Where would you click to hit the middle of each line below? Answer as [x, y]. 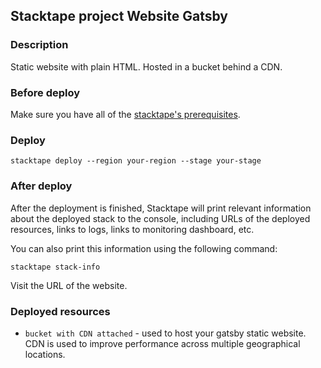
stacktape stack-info [55, 267]
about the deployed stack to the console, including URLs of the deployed [160, 218]
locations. [45, 354]
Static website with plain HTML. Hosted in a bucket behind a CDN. [146, 66]
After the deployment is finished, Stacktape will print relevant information [161, 208]
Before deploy [45, 92]
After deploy [41, 186]
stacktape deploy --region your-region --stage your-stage [136, 161]
